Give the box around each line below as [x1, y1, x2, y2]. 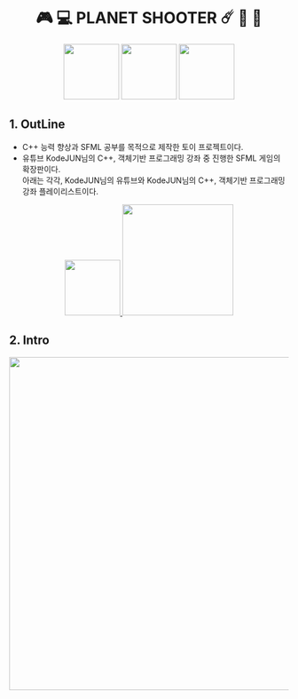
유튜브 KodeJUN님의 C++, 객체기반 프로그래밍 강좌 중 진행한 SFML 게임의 [21, 153, 281, 163]
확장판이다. [21, 163, 61, 174]
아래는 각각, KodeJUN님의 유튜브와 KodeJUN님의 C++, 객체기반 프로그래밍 [21, 175, 286, 186]
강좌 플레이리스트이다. [21, 186, 99, 196]
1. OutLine [9, 117, 66, 132]
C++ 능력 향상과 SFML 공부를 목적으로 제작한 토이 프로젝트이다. [21, 141, 244, 152]
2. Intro [9, 333, 51, 348]
